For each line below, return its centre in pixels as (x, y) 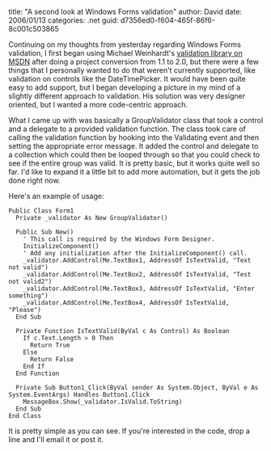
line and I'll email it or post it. (56, 439)
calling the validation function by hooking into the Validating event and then (134, 137)
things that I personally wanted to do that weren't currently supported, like (132, 70)
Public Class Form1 (41, 211)
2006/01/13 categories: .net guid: (64, 20)
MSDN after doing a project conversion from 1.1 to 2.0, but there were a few (133, 61)
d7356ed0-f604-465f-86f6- (168, 20)
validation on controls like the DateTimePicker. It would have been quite (127, 79)
